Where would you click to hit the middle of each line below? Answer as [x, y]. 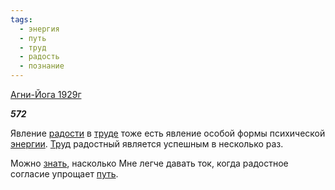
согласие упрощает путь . [64, 174]
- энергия [39, 29]
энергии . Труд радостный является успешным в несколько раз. [147, 144]
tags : [21, 19]
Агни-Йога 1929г [46, 94]
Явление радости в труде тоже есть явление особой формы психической [168, 133]
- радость [39, 57]
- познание [42, 66]
